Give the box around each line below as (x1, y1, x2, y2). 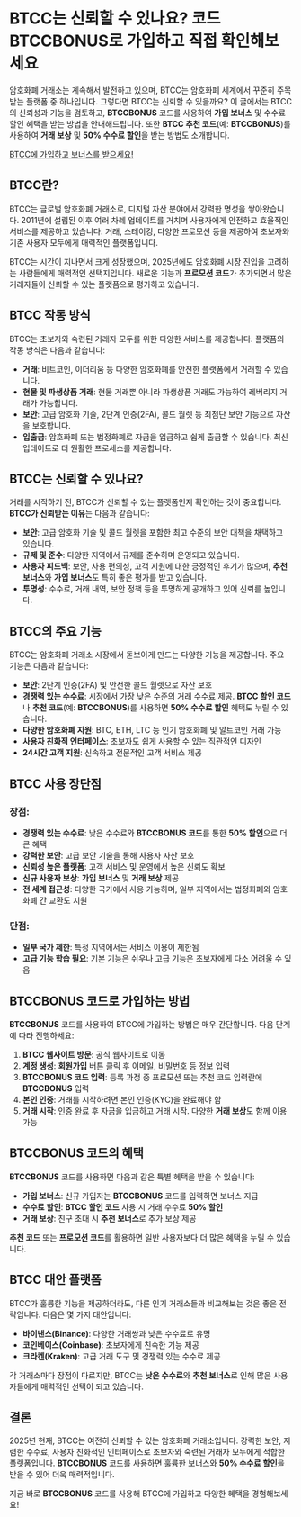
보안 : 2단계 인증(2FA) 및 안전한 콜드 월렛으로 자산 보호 (22, 680, 213, 691)
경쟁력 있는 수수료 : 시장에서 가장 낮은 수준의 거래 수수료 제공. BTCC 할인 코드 (22, 691, 292, 702)
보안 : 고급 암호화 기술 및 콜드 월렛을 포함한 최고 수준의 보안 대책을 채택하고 (22, 528, 284, 538)
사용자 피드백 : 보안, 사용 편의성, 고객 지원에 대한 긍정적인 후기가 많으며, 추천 (22, 561, 288, 572)
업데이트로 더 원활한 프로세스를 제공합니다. (22, 442, 173, 453)
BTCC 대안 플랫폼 (9, 1272, 102, 1287)
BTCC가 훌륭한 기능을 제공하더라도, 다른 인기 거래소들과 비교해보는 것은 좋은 (9, 1297, 278, 1308)
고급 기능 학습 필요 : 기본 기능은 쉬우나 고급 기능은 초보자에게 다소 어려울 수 (22, 953, 283, 964)
